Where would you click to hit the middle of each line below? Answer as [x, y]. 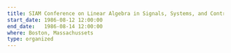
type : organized [30, 39]
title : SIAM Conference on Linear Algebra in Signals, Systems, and [107, 13]
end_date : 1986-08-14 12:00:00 [55, 26]
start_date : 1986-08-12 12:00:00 [55, 20]
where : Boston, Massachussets [51, 33]
